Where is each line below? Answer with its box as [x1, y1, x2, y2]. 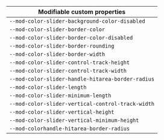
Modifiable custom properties [38, 8, 126, 16]
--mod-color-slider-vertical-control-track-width [9, 100, 155, 107]
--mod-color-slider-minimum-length [9, 93, 112, 99]
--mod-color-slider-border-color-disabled [9, 34, 133, 41]
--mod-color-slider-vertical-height [9, 109, 115, 115]
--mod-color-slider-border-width [9, 51, 106, 58]
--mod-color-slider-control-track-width [9, 67, 127, 74]
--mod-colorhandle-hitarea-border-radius [9, 126, 130, 132]
